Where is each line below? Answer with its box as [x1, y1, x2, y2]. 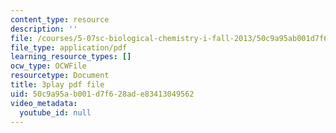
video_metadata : [10, 98, 78, 108]
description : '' [10, 24, 78, 34]
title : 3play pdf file [10, 80, 105, 90]
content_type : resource [10, 14, 110, 25]
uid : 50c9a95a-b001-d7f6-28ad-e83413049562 [10, 89, 195, 99]
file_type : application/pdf [10, 42, 128, 53]
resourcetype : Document [10, 71, 110, 81]
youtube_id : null [19, 107, 92, 118]
